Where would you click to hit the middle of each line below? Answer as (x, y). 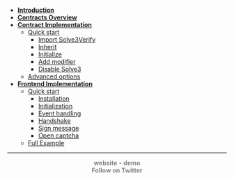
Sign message (58, 128)
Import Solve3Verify (67, 40)
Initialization (55, 106)
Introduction (36, 10)
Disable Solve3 (60, 69)
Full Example (46, 143)
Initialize (50, 54)
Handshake (54, 121)
